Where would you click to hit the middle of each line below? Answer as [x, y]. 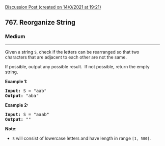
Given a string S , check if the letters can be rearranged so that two [72, 52]
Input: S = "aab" [26, 91]
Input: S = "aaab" [27, 114]
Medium [15, 36]
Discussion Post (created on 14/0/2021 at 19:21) [53, 7]
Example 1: [16, 81]
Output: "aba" [22, 96]
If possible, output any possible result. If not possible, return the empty [77, 66]
